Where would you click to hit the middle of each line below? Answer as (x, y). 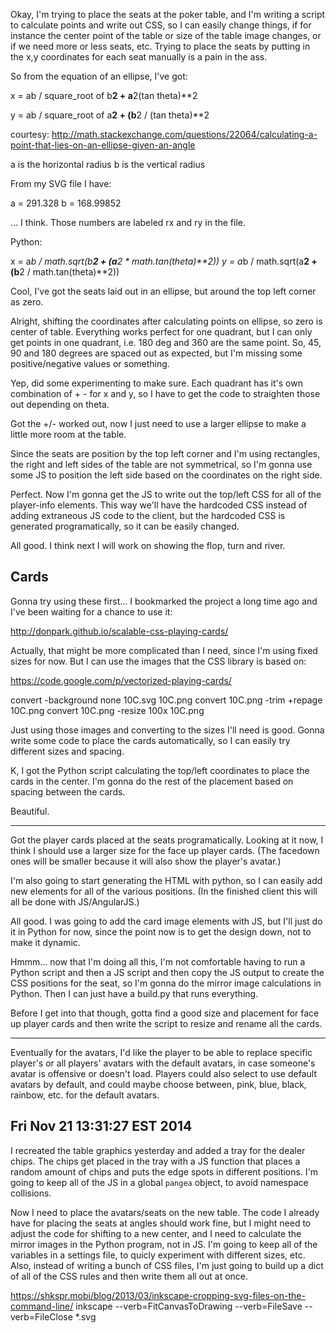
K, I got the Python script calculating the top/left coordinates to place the (160, 770)
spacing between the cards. (68, 791)
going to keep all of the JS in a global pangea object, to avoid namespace (159, 1182)
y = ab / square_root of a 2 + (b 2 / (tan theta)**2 (110, 115)
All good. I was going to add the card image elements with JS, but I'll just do (166, 921)
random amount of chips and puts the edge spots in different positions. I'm (164, 1171)
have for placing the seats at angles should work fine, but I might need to (161, 1223)
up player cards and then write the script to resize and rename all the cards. (166, 1023)
